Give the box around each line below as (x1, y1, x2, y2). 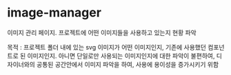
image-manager (7, 5, 102, 21)
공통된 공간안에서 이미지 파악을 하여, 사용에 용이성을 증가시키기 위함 (37, 60, 219, 68)
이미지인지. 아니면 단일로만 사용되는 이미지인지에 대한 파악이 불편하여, (27, 52, 215, 60)
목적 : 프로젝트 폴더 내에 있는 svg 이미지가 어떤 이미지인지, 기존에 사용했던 (7, 43, 207, 51)
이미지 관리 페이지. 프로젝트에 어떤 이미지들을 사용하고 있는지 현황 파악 (7, 28, 197, 36)
